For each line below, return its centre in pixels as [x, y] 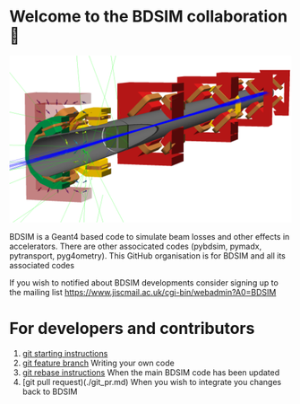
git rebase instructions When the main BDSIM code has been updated [151, 373]
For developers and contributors [132, 329]
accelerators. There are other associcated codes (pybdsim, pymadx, [136, 246]
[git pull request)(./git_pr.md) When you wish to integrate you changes [152, 382]
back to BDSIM [50, 391]
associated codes [42, 266]
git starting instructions [65, 354]
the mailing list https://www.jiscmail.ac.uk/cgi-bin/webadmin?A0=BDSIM [143, 293]
